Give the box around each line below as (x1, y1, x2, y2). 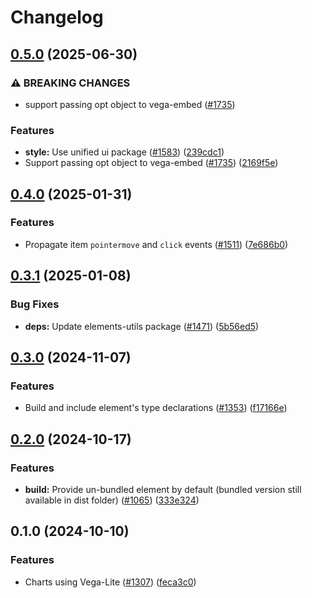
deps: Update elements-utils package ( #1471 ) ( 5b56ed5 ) (24, 320, 260, 332)
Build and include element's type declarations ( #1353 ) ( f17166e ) (24, 402, 288, 414)
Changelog (10, 6, 104, 29)
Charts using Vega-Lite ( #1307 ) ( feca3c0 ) (24, 576, 197, 588)
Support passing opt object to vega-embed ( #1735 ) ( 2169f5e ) (24, 157, 279, 169)
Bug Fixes (10, 297, 60, 311)
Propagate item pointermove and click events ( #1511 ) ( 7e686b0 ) (24, 238, 289, 250)
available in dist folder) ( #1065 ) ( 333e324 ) (24, 494, 200, 506)
